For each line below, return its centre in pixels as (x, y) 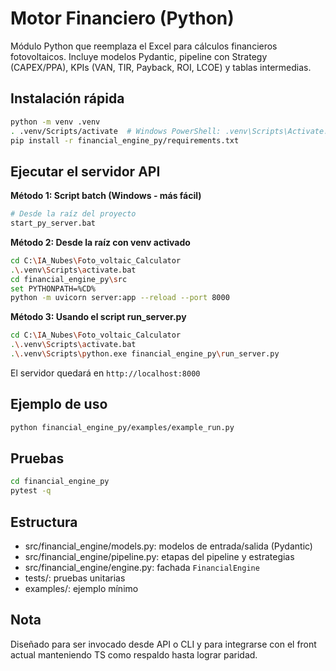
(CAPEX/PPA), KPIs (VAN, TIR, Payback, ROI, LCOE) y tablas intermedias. (161, 67)
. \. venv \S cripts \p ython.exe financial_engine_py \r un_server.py (145, 354)
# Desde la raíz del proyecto (73, 214)
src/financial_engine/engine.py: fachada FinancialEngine (142, 567)
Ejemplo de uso (59, 404)
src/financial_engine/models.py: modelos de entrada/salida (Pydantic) (168, 546)
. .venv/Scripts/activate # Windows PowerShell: (116, 131)
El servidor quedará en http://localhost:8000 (105, 373)
